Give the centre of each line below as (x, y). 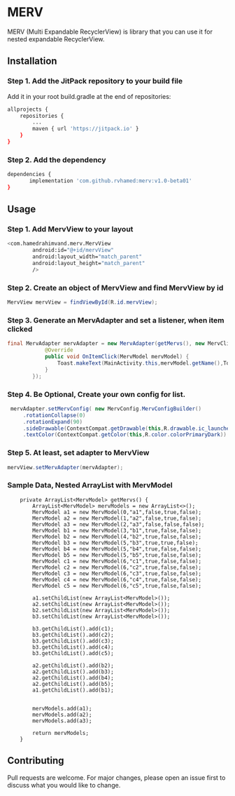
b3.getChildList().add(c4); (73, 647)
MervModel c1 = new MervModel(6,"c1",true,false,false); (117, 561)
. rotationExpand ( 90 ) (52, 421)
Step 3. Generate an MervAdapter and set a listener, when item (116, 320)
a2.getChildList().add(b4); (73, 677)
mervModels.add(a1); (62, 708)
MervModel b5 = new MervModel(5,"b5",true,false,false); (117, 555)
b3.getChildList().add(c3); (73, 641)
